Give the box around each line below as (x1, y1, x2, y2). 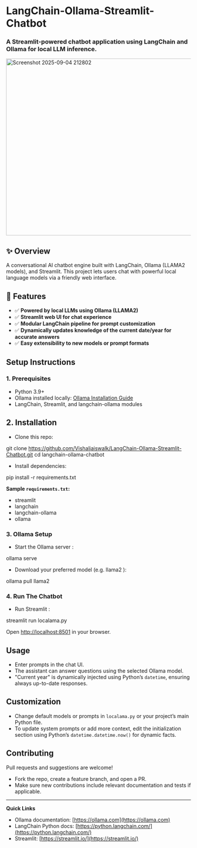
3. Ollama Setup (6, 530, 53, 538)
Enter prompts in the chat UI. (14, 661, 84, 669)
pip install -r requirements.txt (6, 474, 76, 481)
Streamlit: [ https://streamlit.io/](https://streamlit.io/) (14, 834, 139, 842)
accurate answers (14, 334, 60, 341)
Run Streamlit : (14, 606, 50, 613)
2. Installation (6, 418, 57, 428)
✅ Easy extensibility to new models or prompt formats (14, 340, 150, 347)
